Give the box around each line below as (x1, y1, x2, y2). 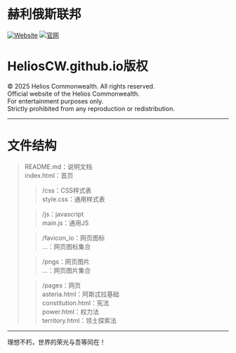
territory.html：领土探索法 (41, 316, 117, 324)
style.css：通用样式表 (41, 195, 105, 203)
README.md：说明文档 (24, 162, 93, 171)
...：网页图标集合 (41, 242, 91, 250)
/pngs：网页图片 (41, 257, 90, 266)
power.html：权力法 (41, 307, 100, 316)
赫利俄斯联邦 (7, 6, 82, 23)
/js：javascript (41, 210, 84, 218)
